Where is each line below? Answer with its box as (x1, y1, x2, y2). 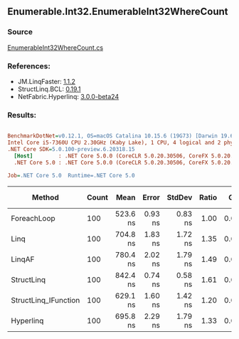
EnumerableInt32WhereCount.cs (7, 43, 104, 52)
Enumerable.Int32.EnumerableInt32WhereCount (7, 6, 229, 18)
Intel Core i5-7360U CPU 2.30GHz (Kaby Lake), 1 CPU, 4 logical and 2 (7, 139, 221, 147)
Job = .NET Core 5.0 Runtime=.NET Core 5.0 (7, 172, 135, 179)
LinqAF (11, 254, 35, 264)
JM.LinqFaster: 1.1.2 (17, 77, 76, 85)
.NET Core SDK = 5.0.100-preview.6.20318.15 (7, 146, 135, 153)
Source (7, 27, 33, 37)
